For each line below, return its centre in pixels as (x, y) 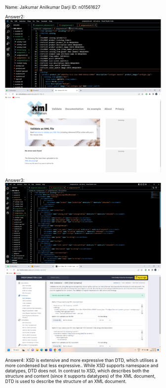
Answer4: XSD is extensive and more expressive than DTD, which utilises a (82, 360)
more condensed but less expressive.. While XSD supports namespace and (82, 365)
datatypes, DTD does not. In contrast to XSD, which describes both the (77, 371)
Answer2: (15, 17)
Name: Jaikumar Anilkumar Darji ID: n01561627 (53, 7)
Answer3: (15, 180)
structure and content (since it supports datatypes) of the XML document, (80, 376)
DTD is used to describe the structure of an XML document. (66, 381)
